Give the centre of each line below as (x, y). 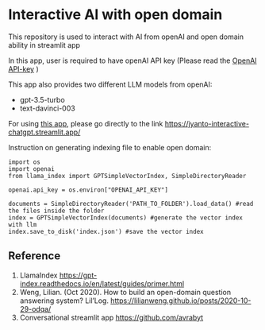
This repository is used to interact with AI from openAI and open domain (126, 37)
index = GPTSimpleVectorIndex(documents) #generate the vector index (126, 217)
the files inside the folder (56, 211)
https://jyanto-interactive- (207, 123)
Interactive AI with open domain (115, 15)
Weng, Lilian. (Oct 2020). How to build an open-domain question (125, 292)
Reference (35, 256)
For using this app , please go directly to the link (86, 123)
